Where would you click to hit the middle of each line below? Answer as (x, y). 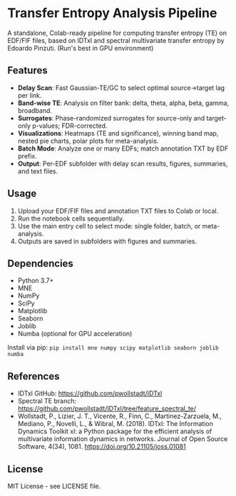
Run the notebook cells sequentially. (71, 218)
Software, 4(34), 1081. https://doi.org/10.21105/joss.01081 (102, 447)
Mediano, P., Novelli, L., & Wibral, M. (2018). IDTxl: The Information (116, 424)
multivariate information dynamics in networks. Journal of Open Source (123, 439)
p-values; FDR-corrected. (70, 126)
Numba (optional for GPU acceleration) (75, 334)
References (34, 376)
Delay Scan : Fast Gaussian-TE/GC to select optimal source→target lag (121, 88)
